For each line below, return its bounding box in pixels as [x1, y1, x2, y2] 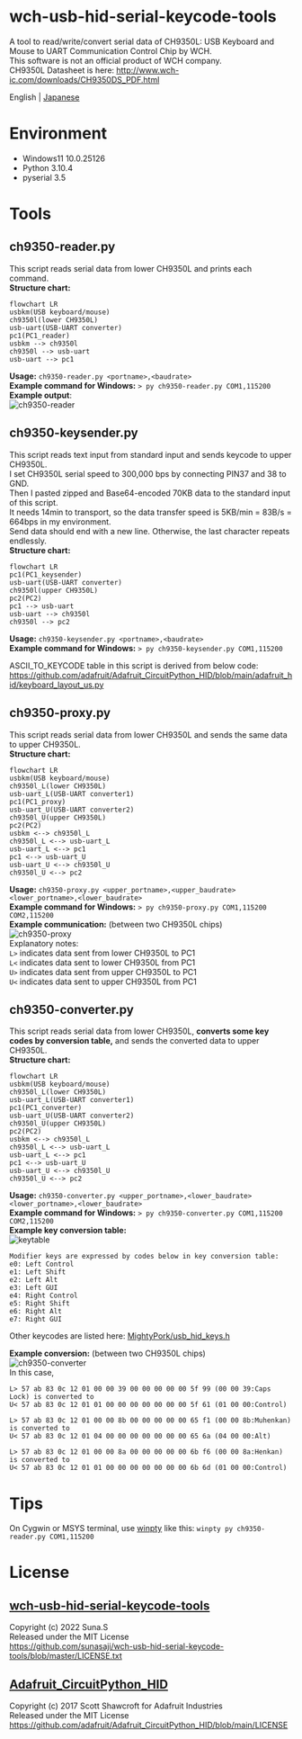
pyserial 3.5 [22, 172, 66, 183]
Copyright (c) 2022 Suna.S [9, 1622, 109, 1633]
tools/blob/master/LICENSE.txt [9, 1651, 123, 1662]
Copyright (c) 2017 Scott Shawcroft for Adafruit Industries [9, 1700, 223, 1711]
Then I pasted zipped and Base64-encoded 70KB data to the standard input [9, 488, 290, 498]
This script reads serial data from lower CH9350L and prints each [9, 263, 253, 273]
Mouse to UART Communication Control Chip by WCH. [9, 45, 213, 56]
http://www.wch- [116, 65, 180, 76]
